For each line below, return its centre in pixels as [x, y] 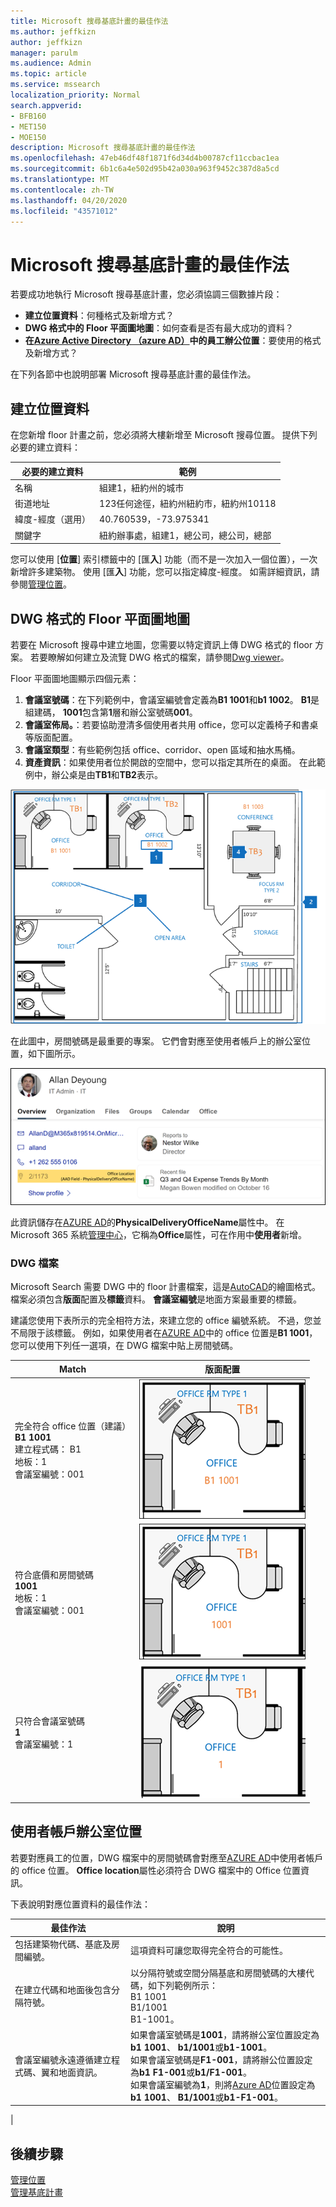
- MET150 [28, 126]
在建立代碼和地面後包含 [63, 1989]
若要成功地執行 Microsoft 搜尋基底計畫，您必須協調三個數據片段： [146, 294]
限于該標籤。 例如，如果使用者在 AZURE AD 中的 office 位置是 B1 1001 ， [172, 1332]
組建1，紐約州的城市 [142, 487]
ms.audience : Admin [51, 63]
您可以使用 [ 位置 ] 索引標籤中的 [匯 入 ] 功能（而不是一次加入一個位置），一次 [164, 559]
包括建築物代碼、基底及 [63, 1944]
